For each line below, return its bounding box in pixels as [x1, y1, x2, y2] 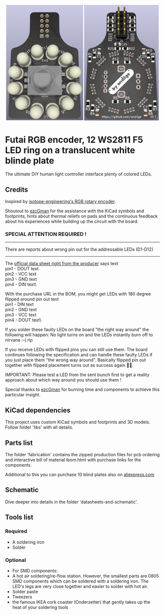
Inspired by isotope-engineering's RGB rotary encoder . [5, 199, 116, 205]
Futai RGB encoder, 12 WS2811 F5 [5, 134, 143, 145]
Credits [5, 185, 28, 194]
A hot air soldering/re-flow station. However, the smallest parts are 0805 [12, 573, 159, 579]
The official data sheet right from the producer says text [5, 261, 119, 266]
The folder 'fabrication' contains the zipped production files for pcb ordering [5, 452, 160, 458]
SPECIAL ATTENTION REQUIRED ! [5, 231, 87, 237]
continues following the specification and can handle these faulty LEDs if [5, 352, 153, 358]
